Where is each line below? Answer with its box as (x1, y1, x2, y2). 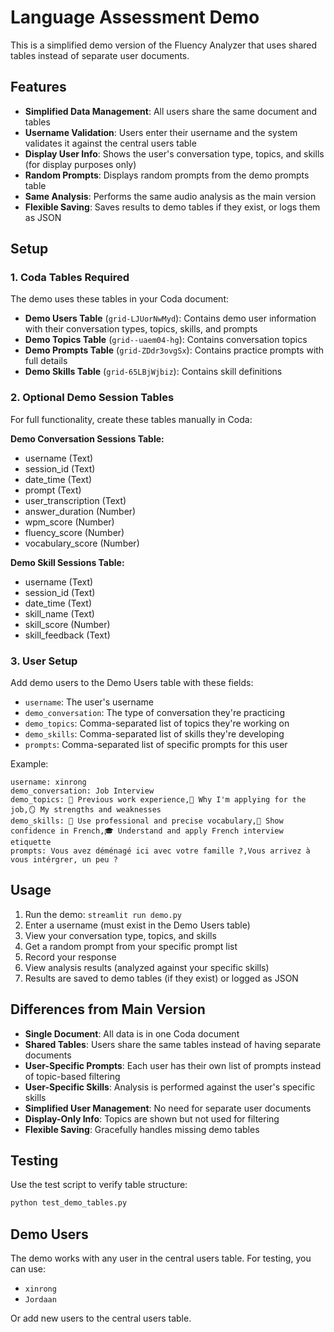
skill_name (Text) (24, 607, 95, 620)
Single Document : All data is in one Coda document (24, 1027, 240, 1040)
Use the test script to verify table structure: (10, 1179, 188, 1191)
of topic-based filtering (24, 1070, 121, 1082)
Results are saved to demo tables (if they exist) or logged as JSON (24, 972, 299, 984)
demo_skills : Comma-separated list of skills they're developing (24, 728, 285, 740)
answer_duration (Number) (24, 505, 137, 517)
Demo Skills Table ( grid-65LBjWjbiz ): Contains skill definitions (24, 366, 283, 378)
